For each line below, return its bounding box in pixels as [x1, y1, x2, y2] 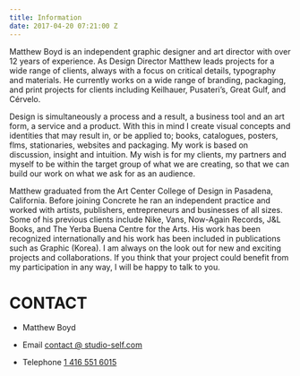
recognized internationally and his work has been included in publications [9, 233, 281, 244]
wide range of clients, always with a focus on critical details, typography [9, 64, 276, 76]
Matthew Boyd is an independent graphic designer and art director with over [9, 46, 291, 56]
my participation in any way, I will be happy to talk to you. [9, 261, 221, 272]
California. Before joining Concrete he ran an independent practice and [9, 194, 271, 206]
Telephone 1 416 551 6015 [21, 357, 117, 368]
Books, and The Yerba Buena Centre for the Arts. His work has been [9, 223, 261, 234]
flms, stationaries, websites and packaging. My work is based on [9, 140, 249, 150]
